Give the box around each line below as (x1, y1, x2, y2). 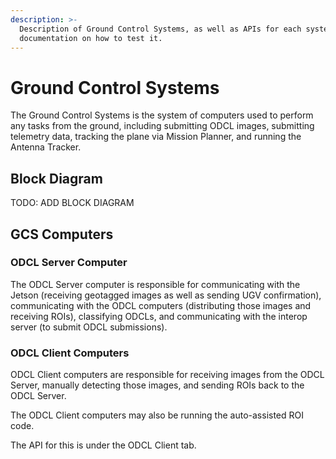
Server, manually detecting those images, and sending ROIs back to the (10, 379, 305, 391)
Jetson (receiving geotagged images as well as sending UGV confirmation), (10, 289, 322, 301)
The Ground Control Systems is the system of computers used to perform (10, 109, 314, 121)
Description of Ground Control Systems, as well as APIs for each (19, 24, 302, 34)
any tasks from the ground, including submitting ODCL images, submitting (10, 120, 315, 132)
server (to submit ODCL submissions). (10, 321, 168, 333)
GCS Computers (10, 226, 114, 243)
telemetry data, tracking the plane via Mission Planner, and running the (10, 131, 302, 143)
